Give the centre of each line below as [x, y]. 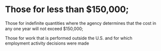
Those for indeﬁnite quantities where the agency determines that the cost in [80, 23]
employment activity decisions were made [47, 43]
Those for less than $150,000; [67, 9]
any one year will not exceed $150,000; [44, 29]
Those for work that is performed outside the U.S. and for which [69, 38]
